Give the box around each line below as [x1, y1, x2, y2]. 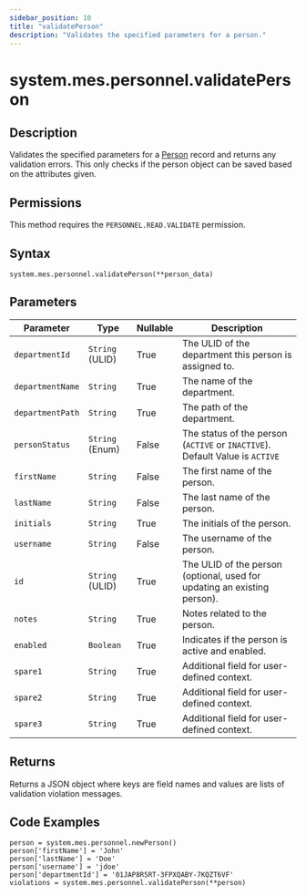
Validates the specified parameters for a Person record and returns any [9, 149, 277, 160]
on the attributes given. [9, 169, 97, 180]
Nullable [136, 321, 174, 334]
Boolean [87, 640, 121, 650]
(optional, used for [181, 569, 261, 582]
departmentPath [14, 407, 80, 417]
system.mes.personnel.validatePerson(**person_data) [9, 270, 214, 279]
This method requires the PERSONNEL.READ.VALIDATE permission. [9, 220, 246, 231]
